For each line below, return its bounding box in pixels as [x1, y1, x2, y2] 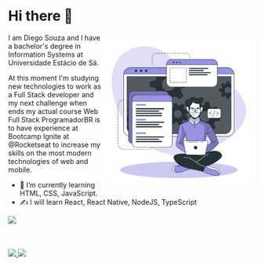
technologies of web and [8, 156, 89, 166]
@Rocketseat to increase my [8, 140, 100, 149]
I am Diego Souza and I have [8, 33, 100, 42]
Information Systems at [8, 49, 84, 59]
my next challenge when [8, 98, 88, 107]
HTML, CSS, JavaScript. [19, 188, 98, 198]
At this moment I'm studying [8, 73, 100, 82]
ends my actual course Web [8, 106, 99, 116]
